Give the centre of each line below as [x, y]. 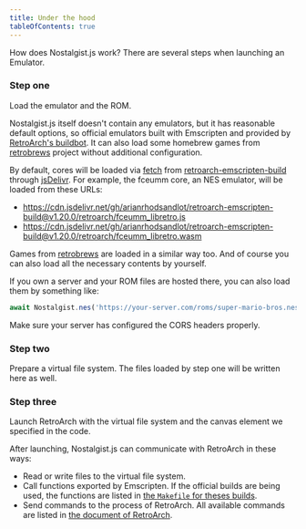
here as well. [33, 378]
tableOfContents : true [52, 26]
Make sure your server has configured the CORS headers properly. [135, 325]
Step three [33, 401]
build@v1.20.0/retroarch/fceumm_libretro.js [104, 216]
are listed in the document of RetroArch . [97, 515]
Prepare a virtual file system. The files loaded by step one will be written [145, 368]
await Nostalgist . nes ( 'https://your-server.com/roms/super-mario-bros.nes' [156, 307]
